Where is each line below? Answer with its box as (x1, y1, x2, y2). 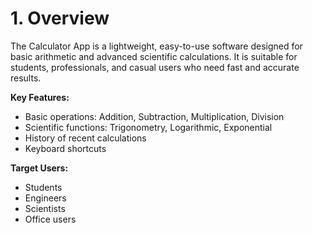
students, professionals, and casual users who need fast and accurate (10, 61, 300, 73)
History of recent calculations (24, 132, 147, 144)
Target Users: (10, 162, 69, 174)
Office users (24, 213, 77, 225)
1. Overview (10, 7, 110, 30)
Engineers (24, 192, 67, 204)
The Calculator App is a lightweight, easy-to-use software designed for (10, 40, 303, 52)
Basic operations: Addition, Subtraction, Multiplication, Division (24, 110, 285, 122)
